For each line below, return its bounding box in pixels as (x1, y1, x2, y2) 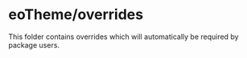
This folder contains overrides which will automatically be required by (8, 32, 239, 41)
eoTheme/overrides (8, 6, 143, 24)
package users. (8, 40, 60, 49)
